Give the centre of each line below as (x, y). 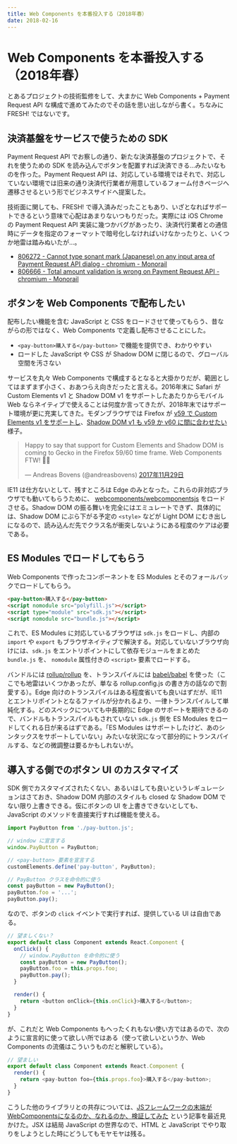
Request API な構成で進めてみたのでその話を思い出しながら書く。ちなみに (116, 105)
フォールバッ (210, 576)
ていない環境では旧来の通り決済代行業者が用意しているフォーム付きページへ (118, 183)
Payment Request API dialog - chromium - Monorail (92, 264)
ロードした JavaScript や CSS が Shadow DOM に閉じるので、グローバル (123, 354)
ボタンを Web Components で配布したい (96, 303)
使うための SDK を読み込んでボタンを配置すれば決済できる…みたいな (120, 165)
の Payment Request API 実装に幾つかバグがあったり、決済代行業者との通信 (117, 225)
